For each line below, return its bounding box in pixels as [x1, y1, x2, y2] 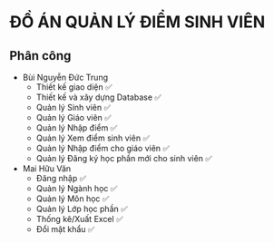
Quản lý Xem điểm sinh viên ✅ [35, 132, 150, 143]
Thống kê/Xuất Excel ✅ [35, 214, 123, 224]
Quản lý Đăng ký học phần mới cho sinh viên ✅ [35, 153, 213, 163]
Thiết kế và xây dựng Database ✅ [35, 92, 161, 102]
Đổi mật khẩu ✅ [35, 224, 95, 234]
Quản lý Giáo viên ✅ [35, 112, 112, 122]
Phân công [9, 48, 72, 63]
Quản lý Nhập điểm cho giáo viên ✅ [35, 143, 171, 153]
